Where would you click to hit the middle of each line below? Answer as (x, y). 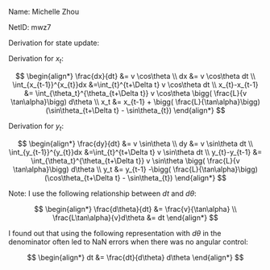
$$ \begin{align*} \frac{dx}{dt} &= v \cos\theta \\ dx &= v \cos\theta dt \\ (135, 76)
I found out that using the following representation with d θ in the (115, 233)
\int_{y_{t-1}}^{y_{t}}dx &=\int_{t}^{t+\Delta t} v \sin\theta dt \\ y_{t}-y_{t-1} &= (135, 152)
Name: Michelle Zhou (44, 12)
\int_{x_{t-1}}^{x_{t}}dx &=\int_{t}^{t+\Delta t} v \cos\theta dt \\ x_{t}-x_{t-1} (135, 85)
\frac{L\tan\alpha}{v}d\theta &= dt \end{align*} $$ (135, 218)
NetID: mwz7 (30, 27)
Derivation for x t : (36, 60)
